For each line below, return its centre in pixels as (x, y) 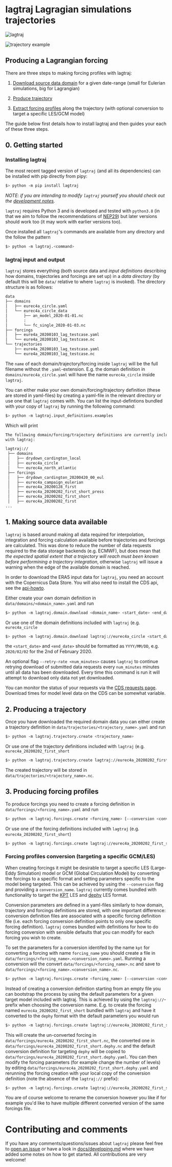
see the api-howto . (25, 588)
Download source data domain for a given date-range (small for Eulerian (89, 83)
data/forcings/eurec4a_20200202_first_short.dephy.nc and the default (80, 1046)
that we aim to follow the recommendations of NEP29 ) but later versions (81, 216)
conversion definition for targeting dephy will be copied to (66, 1051)
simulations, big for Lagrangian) (46, 88)
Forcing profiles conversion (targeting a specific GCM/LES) (80, 856)
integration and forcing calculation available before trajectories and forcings (85, 540)
